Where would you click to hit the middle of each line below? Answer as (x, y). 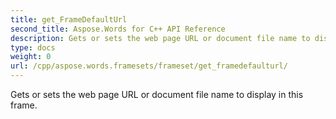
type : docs (33, 47)
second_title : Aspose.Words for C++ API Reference (118, 29)
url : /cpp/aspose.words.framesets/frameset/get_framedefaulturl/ (149, 66)
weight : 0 (31, 57)
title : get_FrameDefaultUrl (69, 19)
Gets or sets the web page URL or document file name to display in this (157, 94)
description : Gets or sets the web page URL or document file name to (160, 38)
